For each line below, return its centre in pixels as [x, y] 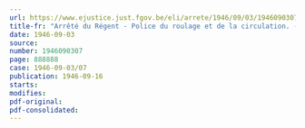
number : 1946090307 [46, 51]
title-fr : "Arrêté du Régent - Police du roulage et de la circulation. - [154, 26]
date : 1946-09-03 [42, 34]
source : [24, 43]
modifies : [28, 93]
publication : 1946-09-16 [56, 77]
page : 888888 [34, 59]
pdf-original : [36, 101]
